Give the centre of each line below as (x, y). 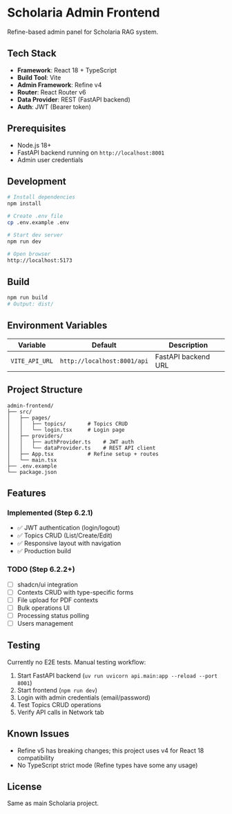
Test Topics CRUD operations (59, 704)
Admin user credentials (50, 159)
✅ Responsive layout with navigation (69, 544)
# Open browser (29, 254)
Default (104, 345)
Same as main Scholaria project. (53, 803)
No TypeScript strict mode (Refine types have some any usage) (107, 765)
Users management (45, 623)
